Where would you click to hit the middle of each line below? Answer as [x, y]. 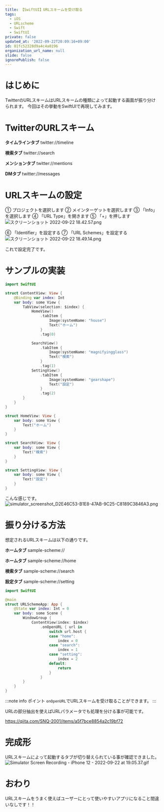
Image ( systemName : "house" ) [78, 321]
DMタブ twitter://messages [33, 174]
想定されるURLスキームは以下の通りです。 [48, 540]
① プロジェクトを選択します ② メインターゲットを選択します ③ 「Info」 [81, 210]
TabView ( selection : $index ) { [54, 307]
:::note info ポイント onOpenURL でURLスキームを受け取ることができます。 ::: [81, 701]
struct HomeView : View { [30, 416]
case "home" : [62, 636]
